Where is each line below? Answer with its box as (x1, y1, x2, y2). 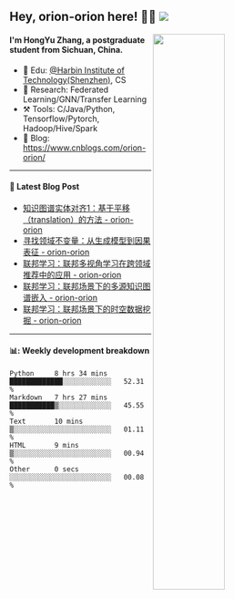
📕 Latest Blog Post (9, 181, 80, 192)
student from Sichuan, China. (9, 44, 124, 55)
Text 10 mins (9, 417, 84, 426)
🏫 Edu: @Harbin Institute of (22, 65, 125, 76)
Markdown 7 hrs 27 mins (9, 393, 107, 402)
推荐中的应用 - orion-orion (22, 269, 122, 280)
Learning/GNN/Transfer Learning (22, 93, 148, 105)
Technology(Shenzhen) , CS (22, 74, 127, 85)
